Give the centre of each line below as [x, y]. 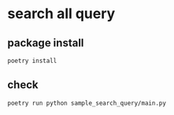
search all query [61, 14]
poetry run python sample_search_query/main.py [87, 103]
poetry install [32, 61]
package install [46, 43]
